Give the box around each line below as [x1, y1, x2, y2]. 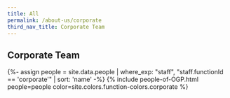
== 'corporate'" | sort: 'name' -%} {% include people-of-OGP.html [7, 75, 198, 84]
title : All [7, 10, 39, 17]
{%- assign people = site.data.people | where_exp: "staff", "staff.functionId [7, 68, 224, 76]
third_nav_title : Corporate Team [7, 23, 105, 30]
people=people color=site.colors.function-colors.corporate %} [7, 83, 189, 91]
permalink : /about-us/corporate [7, 17, 102, 24]
